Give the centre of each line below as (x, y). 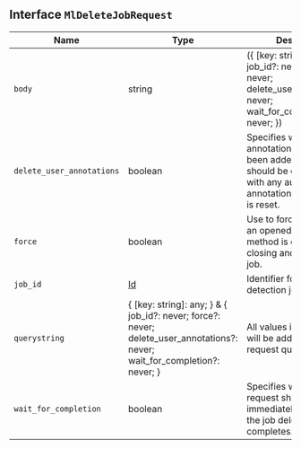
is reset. (263, 204)
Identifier (265, 278)
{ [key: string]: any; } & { (178, 304)
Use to (260, 219)
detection (266, 289)
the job (261, 419)
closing (262, 252)
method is (267, 242)
